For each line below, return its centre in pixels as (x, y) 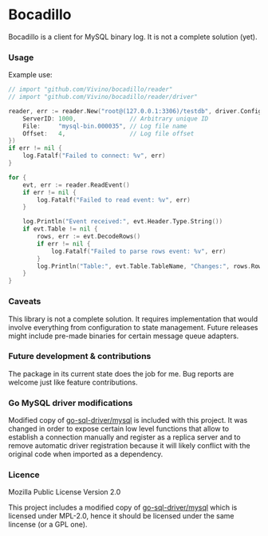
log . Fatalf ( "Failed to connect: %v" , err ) (94, 156)
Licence (24, 475)
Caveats (25, 301)
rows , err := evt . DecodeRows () (89, 237)
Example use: (31, 75)
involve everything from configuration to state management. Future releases (133, 327)
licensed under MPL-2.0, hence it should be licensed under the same (121, 516)
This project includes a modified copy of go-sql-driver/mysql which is (123, 507)
